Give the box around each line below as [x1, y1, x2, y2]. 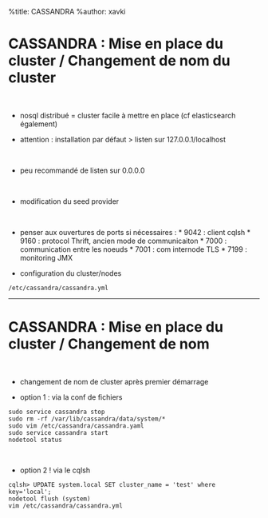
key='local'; [8, 488, 52, 496]
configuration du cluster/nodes [19, 268, 122, 278]
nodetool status [8, 436, 62, 444]
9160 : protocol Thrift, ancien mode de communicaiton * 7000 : [19, 236, 227, 245]
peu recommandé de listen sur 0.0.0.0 [19, 165, 145, 175]
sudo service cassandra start [8, 428, 109, 436]
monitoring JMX [19, 253, 73, 262]
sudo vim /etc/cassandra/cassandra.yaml [8, 421, 145, 430]
